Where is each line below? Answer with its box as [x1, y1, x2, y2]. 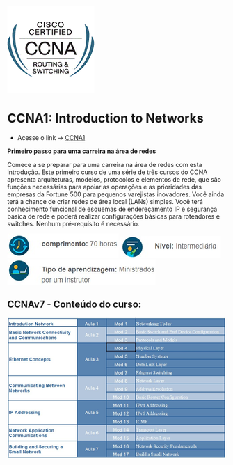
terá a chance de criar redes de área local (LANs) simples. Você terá [7, 197, 203, 205]
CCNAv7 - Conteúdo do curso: [7, 299, 142, 310]
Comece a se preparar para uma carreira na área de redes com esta [7, 160, 202, 168]
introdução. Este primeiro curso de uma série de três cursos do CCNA [7, 168, 208, 176]
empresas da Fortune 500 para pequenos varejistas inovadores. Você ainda [7, 190, 225, 198]
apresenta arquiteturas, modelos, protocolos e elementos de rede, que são [7, 175, 221, 183]
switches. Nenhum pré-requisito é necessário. [7, 219, 140, 228]
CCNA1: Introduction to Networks [7, 111, 204, 127]
